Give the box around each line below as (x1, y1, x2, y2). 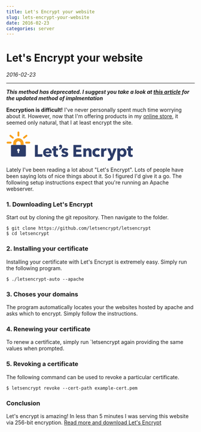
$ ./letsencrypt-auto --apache (6, 276, 84, 282)
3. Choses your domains (6, 290, 79, 298)
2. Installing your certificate (6, 244, 89, 253)
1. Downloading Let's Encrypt (6, 200, 93, 209)
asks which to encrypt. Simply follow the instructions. (6, 310, 138, 318)
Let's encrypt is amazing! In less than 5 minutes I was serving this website (6, 412, 189, 419)
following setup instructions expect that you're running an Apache (6, 179, 169, 186)
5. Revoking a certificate (6, 360, 79, 368)
